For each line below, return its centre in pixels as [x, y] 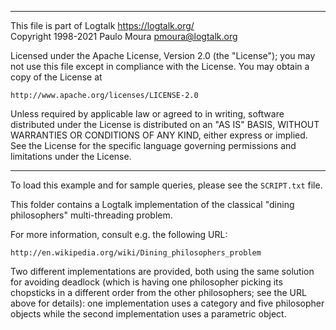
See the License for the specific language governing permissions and [153, 145]
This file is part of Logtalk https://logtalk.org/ [102, 25]
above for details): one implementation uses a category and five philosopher [167, 303]
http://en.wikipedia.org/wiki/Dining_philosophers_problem [136, 253]
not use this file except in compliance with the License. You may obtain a [160, 66]
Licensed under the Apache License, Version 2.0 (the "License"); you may [163, 55]
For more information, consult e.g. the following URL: [119, 234]
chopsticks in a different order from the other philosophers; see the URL [158, 292]
